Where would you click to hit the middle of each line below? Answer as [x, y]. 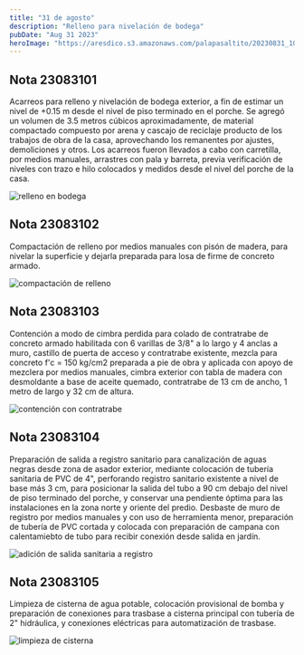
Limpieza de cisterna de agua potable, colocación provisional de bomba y [147, 604]
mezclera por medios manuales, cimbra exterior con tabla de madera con [146, 371]
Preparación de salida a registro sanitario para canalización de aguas [138, 459]
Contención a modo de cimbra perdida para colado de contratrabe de [139, 333]
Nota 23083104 [55, 437]
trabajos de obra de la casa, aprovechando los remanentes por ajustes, [142, 140]
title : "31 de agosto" [52, 18]
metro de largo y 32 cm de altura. [71, 391]
